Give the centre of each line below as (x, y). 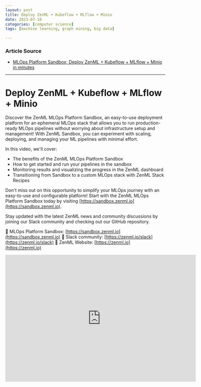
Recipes (21, 180)
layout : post (19, 10)
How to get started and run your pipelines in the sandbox (72, 164)
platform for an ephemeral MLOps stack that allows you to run (70, 123)
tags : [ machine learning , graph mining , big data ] (60, 29)
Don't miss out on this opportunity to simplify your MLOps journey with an (82, 190)
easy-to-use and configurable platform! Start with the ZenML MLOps (77, 196)
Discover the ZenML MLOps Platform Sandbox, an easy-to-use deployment (84, 118)
